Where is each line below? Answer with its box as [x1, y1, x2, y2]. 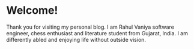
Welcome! [6, 4, 58, 17]
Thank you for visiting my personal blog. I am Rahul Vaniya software [6, 23, 174, 30]
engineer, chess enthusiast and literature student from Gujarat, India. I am [6, 29, 188, 36]
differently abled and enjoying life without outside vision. [6, 36, 146, 43]
